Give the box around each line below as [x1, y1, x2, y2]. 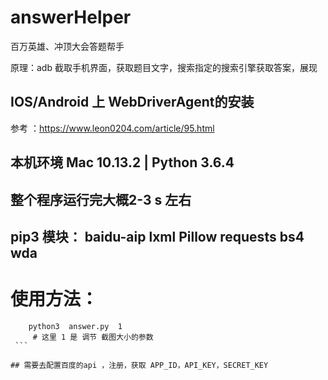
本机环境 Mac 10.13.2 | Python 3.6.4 [10, 154, 235, 171]
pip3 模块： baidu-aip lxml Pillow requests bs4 [10, 228, 305, 245]
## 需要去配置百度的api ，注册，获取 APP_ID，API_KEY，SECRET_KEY [10, 360, 269, 370]
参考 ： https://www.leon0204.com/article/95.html [10, 122, 215, 134]
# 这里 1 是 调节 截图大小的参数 [32, 332, 154, 342]
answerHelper [10, 6, 132, 29]
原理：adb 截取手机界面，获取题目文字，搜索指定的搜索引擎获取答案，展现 [10, 61, 318, 73]
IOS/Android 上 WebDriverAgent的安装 [10, 94, 255, 111]
